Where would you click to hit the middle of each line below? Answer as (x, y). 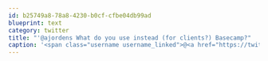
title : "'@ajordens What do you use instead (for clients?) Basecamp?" (130, 38)
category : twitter (39, 30)
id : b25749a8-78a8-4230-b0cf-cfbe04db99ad (80, 15)
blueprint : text (35, 23)
